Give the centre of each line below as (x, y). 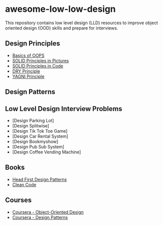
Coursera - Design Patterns (40, 217)
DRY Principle (26, 71)
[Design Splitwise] (31, 126)
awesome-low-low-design (60, 9)
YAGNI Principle (28, 76)
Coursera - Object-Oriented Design (48, 212)
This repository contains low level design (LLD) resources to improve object (81, 23)
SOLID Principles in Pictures (41, 61)
